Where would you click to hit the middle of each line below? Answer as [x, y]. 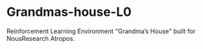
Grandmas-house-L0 [69, 12]
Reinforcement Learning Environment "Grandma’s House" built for [101, 31]
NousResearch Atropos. [41, 38]
